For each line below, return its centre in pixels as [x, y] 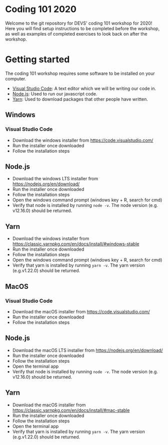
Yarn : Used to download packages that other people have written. [80, 99]
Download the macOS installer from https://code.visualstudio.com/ [81, 311]
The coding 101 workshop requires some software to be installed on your [80, 73]
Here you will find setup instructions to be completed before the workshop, [82, 28]
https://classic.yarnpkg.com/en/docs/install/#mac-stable [71, 410]
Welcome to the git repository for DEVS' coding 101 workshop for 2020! [79, 23]
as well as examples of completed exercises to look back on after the [76, 34]
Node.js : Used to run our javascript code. [55, 93]
